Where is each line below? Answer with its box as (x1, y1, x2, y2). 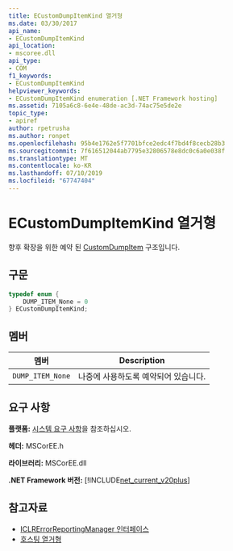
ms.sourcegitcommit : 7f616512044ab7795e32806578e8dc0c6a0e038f (8, 147, 226, 155)
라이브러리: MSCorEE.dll (8, 457, 87, 468)
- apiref (8, 117, 38, 125)
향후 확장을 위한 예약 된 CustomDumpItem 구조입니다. (8, 242, 180, 252)
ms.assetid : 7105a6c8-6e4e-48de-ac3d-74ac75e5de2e (8, 102, 182, 110)
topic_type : (8, 110, 48, 118)
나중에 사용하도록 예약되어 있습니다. (77, 371, 206, 382)
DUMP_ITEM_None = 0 (23, 298, 89, 306)
